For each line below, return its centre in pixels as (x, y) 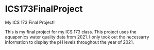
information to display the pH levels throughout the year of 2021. (69, 42)
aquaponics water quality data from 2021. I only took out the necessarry (77, 37)
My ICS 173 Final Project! (30, 22)
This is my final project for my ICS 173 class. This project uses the (71, 32)
